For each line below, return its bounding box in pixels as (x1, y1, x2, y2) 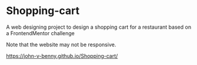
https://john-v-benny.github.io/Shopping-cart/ (6, 52, 118, 59)
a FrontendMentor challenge (6, 29, 75, 36)
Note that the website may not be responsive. (6, 41, 116, 48)
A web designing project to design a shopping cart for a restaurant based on (6, 23, 192, 30)
